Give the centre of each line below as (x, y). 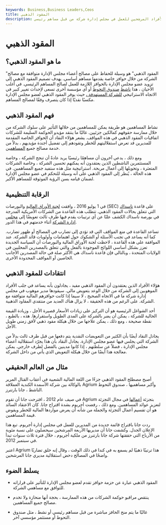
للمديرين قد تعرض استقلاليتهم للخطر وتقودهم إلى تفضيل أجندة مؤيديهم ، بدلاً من (79, 143)
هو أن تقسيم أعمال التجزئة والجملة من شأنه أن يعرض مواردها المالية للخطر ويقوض (81, 410)
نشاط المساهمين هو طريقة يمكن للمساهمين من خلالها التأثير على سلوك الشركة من (82, 127)
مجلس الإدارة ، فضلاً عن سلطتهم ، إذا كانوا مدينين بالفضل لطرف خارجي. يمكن (77, 346)
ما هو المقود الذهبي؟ (33, 62)
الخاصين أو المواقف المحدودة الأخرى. (39, 258)
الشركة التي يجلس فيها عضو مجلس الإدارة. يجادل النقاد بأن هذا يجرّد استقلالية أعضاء (82, 341)
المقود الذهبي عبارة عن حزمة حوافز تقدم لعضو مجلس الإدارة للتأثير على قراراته (85, 482)
